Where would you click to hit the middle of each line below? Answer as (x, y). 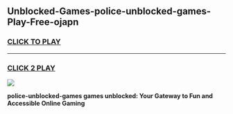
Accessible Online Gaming (46, 103)
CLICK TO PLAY (34, 42)
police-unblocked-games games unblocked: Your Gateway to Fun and (110, 95)
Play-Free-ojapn (43, 22)
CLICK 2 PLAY (31, 68)
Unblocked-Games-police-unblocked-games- (109, 11)
